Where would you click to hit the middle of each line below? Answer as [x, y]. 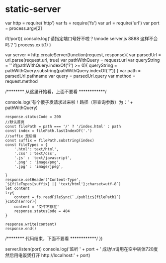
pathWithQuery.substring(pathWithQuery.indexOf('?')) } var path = [73, 70]
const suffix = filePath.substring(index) [50, 140]
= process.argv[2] [24, 28]
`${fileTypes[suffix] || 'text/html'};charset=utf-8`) [63, 184]
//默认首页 [15, 122]
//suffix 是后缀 [21, 136]
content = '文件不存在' [37, 207]
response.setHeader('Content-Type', [43, 180]
